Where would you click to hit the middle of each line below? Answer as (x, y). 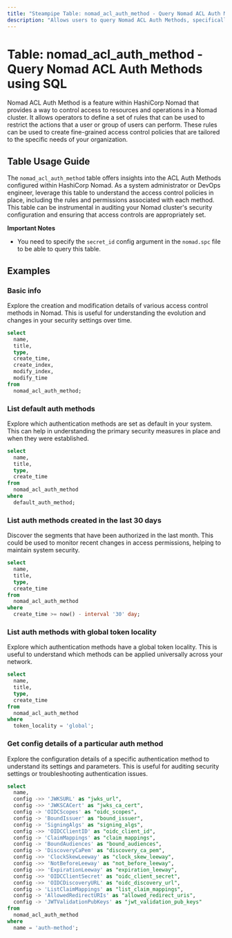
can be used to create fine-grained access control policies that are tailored (114, 132)
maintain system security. (44, 550)
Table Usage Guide (49, 161)
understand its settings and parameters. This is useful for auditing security (113, 766)
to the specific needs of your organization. (68, 140)
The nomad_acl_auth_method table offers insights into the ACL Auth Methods (114, 178)
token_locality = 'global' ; (54, 726)
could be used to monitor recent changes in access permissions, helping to (114, 543)
